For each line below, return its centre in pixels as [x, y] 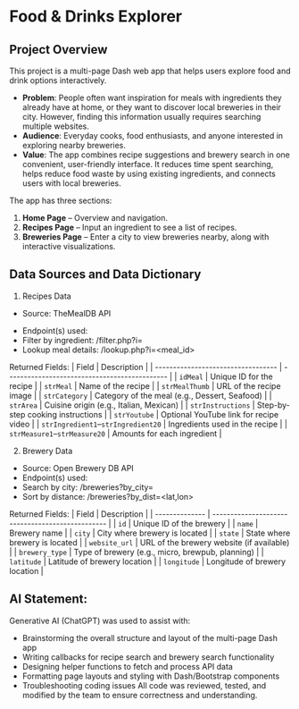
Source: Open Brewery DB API [78, 468]
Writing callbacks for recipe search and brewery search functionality [148, 657]
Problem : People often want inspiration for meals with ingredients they [152, 97]
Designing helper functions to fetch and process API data [128, 666]
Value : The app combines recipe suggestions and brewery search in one [156, 155]
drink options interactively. [58, 80]
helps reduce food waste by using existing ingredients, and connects [149, 173]
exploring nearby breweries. [74, 145]
